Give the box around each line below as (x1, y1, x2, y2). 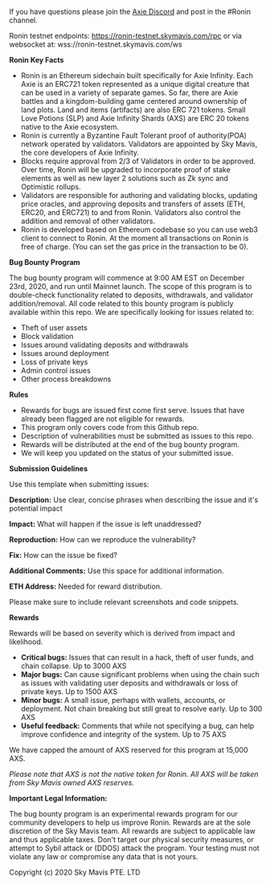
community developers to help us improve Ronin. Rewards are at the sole (9, 817, 252, 827)
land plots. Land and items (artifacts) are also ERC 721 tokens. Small (20, 105, 246, 114)
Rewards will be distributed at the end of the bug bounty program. (20, 440, 240, 449)
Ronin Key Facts (9, 56, 64, 64)
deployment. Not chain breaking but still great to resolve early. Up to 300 (20, 704, 263, 713)
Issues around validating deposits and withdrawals (20, 340, 189, 349)
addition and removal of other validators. (20, 217, 156, 225)
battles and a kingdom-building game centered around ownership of (20, 97, 247, 105)
